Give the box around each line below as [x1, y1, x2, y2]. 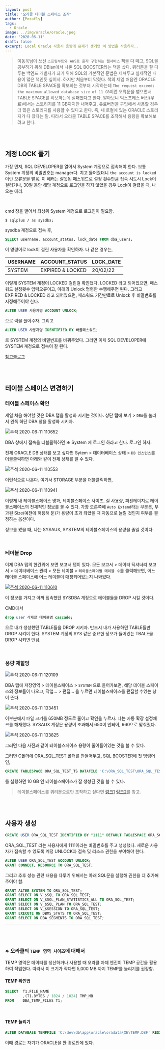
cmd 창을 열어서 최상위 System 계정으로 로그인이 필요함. [5, 208, 114, 214]
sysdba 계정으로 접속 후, [5, 227, 53, 233]
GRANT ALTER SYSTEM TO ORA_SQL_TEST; [5, 888, 82, 893]
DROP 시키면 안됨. [5, 637, 41, 643]
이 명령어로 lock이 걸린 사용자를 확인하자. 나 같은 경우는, [5, 247, 113, 253]
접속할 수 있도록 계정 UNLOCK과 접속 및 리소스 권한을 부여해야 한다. [14, 848, 145, 854]
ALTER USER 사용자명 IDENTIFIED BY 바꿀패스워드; [5, 328, 98, 333]
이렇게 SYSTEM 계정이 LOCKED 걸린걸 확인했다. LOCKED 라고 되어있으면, [5, 280, 149, 286]
